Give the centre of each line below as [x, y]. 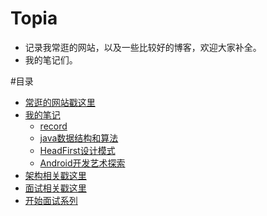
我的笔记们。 [51, 59]
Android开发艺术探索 [82, 163]
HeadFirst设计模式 [77, 150]
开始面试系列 [51, 200]
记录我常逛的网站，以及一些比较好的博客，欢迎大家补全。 [143, 47]
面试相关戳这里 [55, 188]
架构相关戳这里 [55, 175]
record [53, 126]
